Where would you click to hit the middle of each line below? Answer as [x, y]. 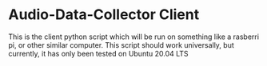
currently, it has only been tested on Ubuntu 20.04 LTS [99, 53]
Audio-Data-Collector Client [104, 15]
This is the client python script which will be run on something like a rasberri [134, 37]
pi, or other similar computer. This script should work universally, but [121, 45]
